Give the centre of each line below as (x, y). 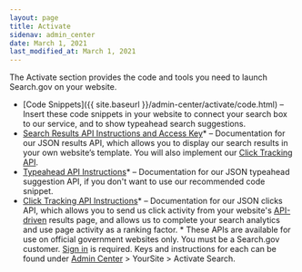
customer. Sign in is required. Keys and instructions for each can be (150, 249)
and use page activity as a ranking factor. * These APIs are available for (156, 230)
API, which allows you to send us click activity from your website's (147, 210)
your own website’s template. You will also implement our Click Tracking (157, 153)
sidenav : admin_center (52, 34)
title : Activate (40, 26)
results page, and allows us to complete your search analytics (164, 220)
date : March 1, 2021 (49, 43)
